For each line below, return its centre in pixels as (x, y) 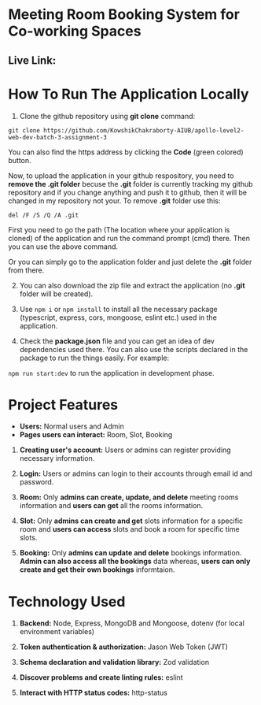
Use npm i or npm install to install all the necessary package (118, 309)
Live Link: (32, 60)
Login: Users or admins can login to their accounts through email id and (136, 473)
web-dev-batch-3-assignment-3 (58, 137)
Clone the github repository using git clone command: (107, 116)
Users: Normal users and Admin (72, 426)
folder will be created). (56, 294)
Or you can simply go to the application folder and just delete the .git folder (130, 262)
